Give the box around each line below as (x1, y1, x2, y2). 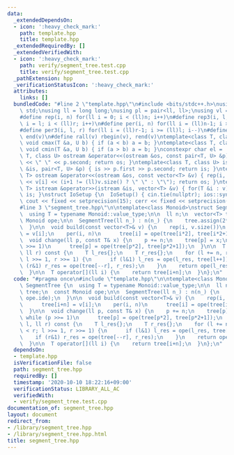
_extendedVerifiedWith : (13, 49, 82, 56)
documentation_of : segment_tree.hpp (7, 405, 114, 412)
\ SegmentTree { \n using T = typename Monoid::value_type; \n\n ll (19, 282, 223, 289)
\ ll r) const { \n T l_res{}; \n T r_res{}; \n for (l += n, (19, 250, 223, 257)
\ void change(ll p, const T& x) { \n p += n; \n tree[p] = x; (19, 237, 223, 244)
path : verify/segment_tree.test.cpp (19, 62, 127, 69)
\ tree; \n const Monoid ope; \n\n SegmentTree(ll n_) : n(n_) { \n (19, 288, 219, 296)
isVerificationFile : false (13, 360, 92, 367)
